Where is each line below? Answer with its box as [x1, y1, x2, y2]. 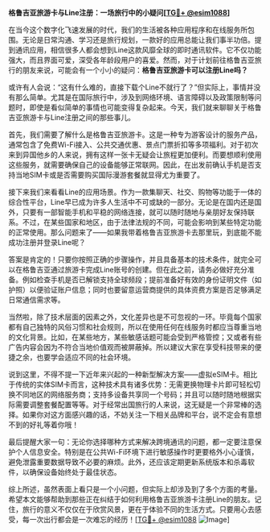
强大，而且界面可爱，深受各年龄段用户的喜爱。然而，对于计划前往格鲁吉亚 [8, 56, 255, 64]
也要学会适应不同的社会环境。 [35, 352, 135, 362]
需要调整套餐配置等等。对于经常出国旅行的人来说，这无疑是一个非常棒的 [14, 400, 255, 409]
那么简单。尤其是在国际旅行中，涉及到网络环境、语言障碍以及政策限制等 [14, 93, 255, 102]
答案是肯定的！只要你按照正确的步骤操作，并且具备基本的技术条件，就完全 [8, 255, 255, 264]
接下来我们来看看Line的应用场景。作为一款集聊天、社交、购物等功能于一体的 [8, 187, 262, 197]
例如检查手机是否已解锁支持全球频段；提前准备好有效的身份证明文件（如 [22, 275, 262, 285]
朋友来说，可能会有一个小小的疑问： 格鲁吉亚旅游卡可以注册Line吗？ [22, 65, 248, 75]
